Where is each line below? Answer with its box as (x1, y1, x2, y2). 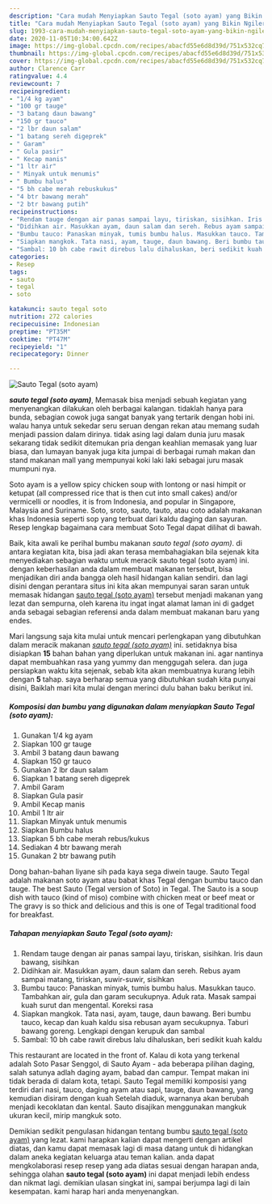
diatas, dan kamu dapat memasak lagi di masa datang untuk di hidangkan (9, 1143, 253, 1154)
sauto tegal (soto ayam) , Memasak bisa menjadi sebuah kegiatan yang (9, 395, 247, 405)
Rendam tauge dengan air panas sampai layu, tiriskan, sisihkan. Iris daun (20, 949, 263, 959)
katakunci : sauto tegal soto (9, 305, 107, 313)
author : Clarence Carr (9, 65, 86, 73)
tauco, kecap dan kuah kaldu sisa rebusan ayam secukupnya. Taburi (20, 1018, 249, 1027)
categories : (9, 253, 49, 261)
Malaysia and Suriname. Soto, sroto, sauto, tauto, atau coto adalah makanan (9, 505, 262, 515)
